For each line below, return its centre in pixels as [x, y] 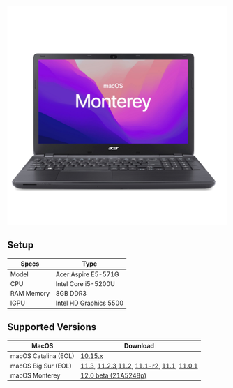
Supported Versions [52, 327]
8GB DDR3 [71, 294]
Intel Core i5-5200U [85, 283]
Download [140, 346]
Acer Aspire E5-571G [87, 274]
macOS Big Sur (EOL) [41, 366]
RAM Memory [30, 294]
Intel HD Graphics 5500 [90, 303]
